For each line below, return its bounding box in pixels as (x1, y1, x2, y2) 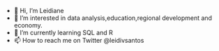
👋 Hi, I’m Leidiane (13, 7, 64, 14)
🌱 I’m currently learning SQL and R (13, 28, 114, 37)
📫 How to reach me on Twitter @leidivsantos (13, 37, 144, 44)
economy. (13, 21, 43, 29)
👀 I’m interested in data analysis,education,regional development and (13, 14, 213, 22)
